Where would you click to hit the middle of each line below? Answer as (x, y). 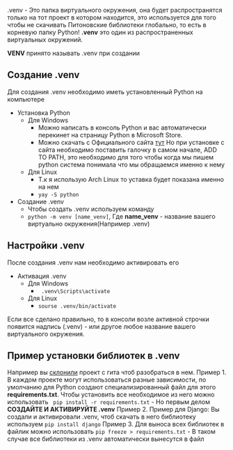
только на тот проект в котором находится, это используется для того (112, 17)
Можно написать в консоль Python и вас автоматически (122, 127)
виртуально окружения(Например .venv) (89, 224)
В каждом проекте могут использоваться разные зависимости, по (107, 380)
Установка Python (44, 113)
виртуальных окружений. (45, 40)
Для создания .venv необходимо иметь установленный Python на (105, 92)
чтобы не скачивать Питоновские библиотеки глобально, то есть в (107, 25)
